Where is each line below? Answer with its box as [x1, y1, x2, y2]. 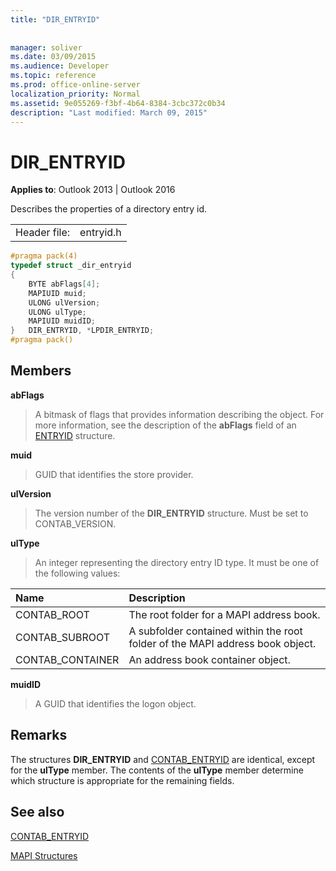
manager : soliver [10, 42, 83, 53]
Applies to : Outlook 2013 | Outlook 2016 [10, 184, 176, 196]
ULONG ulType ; [28, 307, 87, 317]
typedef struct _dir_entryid [10, 261, 132, 271]
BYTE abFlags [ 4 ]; [28, 279, 101, 289]
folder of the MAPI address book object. [128, 636, 317, 650]
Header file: [15, 226, 71, 240]
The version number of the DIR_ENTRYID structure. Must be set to [34, 507, 309, 519]
